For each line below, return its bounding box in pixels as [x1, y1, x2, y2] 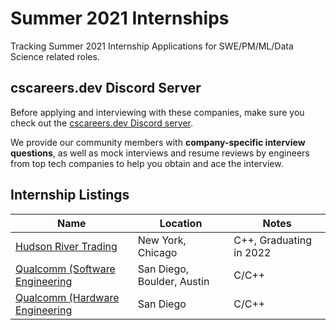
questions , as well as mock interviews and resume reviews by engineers [10, 147, 310, 159]
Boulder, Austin [137, 274, 210, 288]
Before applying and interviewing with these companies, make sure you [10, 106, 305, 118]
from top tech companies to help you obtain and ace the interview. [10, 157, 284, 169]
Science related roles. [10, 50, 100, 62]
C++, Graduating [233, 233, 312, 247]
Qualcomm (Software [15, 262, 116, 276]
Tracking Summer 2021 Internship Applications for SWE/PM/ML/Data [10, 40, 294, 52]
